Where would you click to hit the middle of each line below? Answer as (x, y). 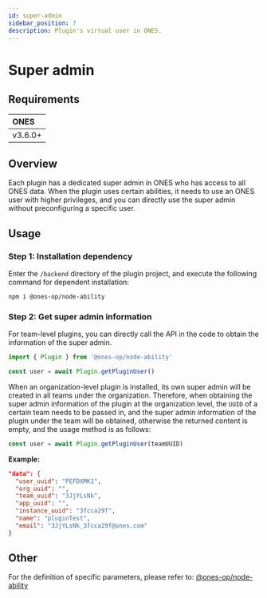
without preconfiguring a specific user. (72, 208)
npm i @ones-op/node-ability (57, 296)
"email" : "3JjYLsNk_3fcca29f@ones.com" (82, 525)
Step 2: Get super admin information (80, 316)
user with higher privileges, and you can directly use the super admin (122, 200)
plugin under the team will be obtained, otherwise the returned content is (128, 421)
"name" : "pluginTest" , (53, 519)
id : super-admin (35, 16)
